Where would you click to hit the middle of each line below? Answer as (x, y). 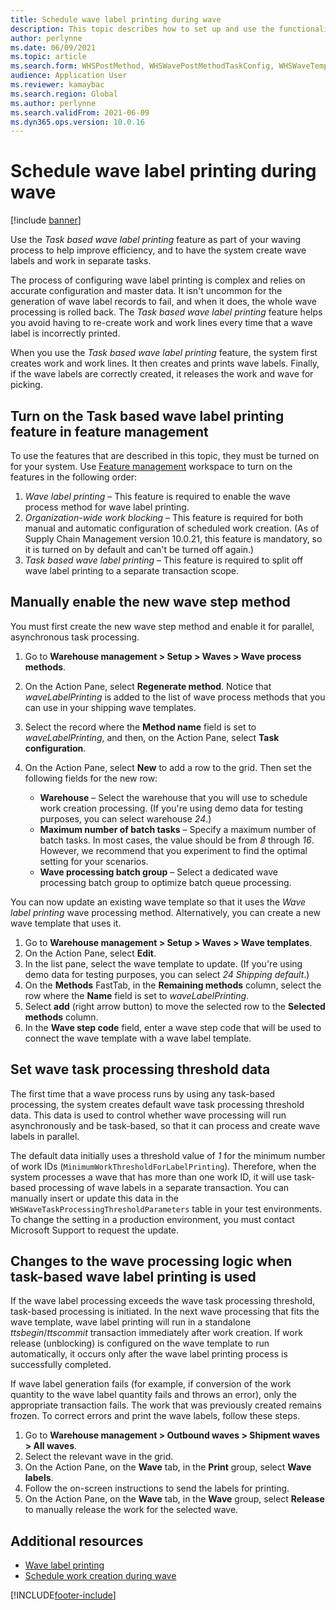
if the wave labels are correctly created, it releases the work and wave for (162, 374)
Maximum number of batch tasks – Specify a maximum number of (178, 829)
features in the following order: (74, 477)
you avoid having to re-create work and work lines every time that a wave (161, 323)
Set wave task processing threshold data (140, 1069)
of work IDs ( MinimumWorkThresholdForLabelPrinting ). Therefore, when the (163, 1166)
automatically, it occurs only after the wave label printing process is (149, 1354)
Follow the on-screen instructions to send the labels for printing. (157, 1488)
